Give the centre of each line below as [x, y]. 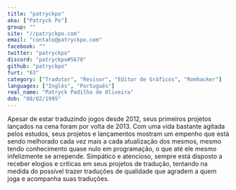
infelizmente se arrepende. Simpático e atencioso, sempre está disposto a [115, 156]
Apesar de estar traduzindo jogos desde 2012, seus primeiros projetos [110, 119]
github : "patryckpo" [38, 66]
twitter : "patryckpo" [39, 53]
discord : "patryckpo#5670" [47, 60]
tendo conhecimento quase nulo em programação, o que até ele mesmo [112, 149]
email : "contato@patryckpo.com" [55, 40]
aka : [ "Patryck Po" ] [38, 20]
